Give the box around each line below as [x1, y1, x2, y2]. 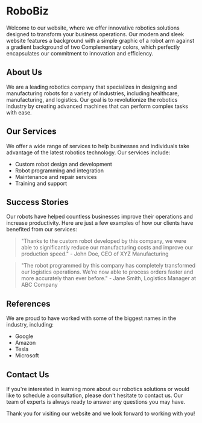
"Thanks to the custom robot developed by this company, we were [21, 237, 187, 245]
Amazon [14, 339, 36, 346]
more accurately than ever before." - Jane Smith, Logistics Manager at [21, 275, 197, 282]
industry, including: [6, 321, 54, 328]
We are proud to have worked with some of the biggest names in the [6, 315, 177, 322]
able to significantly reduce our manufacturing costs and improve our [21, 244, 194, 251]
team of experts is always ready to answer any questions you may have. [6, 398, 186, 405]
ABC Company [21, 281, 58, 289]
